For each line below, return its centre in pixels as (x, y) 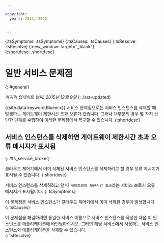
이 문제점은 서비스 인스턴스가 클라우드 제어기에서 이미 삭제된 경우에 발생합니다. (81, 202)
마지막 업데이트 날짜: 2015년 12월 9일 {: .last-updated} (58, 97)
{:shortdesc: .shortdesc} (30, 52)
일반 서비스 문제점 (39, 73)
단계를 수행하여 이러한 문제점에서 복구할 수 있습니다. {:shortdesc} (77, 120)
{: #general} (17, 87)
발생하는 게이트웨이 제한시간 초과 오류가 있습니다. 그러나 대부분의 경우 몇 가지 (79, 114)
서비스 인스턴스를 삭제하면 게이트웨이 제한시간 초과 (77, 137)
